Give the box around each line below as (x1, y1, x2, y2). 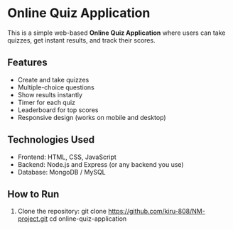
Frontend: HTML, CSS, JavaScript (17, 153, 117, 161)
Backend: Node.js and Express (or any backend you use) (17, 160, 184, 168)
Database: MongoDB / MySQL (17, 168, 107, 176)
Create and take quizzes (17, 75, 90, 84)
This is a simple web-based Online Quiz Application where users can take (7, 28, 226, 37)
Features (7, 57, 48, 69)
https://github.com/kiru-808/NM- (107, 207, 206, 216)
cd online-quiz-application (49, 214, 127, 223)
